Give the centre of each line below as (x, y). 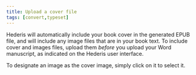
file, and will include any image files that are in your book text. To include (97, 41)
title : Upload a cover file (42, 12)
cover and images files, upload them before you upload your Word (89, 47)
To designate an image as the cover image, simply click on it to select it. (96, 65)
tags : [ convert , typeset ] (38, 17)
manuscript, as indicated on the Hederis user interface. (75, 53)
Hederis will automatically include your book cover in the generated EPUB (98, 34)
